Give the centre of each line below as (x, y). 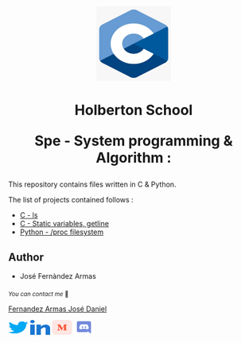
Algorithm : (134, 158)
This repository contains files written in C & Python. (92, 184)
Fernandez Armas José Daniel (58, 309)
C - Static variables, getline (64, 224)
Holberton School (134, 110)
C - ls (29, 215)
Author (26, 257)
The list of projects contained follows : (71, 200)
